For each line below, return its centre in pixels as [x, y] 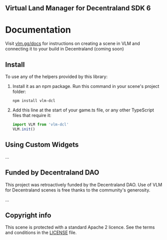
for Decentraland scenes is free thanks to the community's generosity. [78, 190]
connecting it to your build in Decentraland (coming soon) [64, 49]
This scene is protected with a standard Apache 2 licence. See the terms [80, 227]
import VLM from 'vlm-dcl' [40, 124]
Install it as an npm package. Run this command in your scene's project [86, 86]
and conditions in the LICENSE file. [41, 232]
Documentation [38, 30]
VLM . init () [24, 129]
